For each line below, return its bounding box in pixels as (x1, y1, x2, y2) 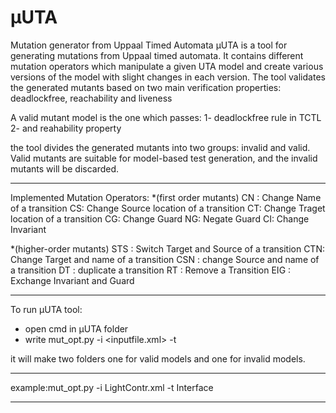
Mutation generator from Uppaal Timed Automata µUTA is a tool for (10, 39, 288, 51)
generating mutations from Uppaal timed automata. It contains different (10, 49, 304, 61)
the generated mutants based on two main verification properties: (10, 81, 282, 93)
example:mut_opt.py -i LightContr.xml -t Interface (10, 381, 214, 393)
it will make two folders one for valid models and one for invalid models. (10, 352, 306, 365)
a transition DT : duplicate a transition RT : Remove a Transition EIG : (10, 264, 292, 276)
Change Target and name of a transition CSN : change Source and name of (10, 253, 320, 265)
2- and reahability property (10, 122, 122, 134)
